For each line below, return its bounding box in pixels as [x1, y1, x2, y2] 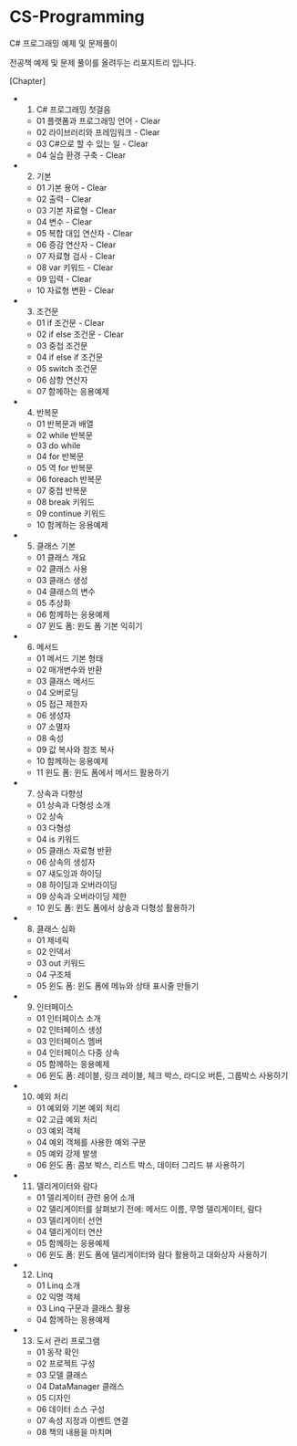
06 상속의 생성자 [36, 856, 96, 867]
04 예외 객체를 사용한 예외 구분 [36, 1137, 147, 1147]
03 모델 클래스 [36, 1369, 88, 1380]
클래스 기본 [36, 540, 76, 551]
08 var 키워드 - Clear [36, 262, 114, 273]
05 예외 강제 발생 [36, 1147, 97, 1158]
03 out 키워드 [36, 957, 86, 969]
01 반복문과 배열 [36, 418, 94, 429]
